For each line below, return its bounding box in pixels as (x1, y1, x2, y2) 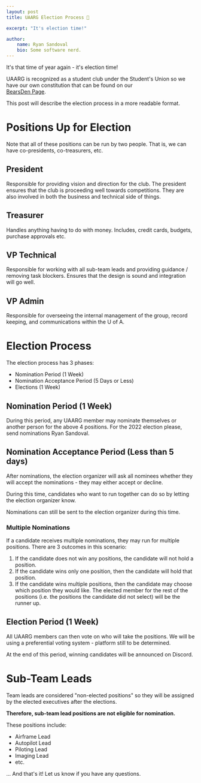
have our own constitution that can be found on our (6, 82, 133, 89)
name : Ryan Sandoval (17, 41, 68, 48)
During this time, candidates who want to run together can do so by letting (6, 490, 190, 497)
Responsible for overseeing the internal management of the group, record (6, 312, 188, 319)
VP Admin (6, 296, 44, 306)
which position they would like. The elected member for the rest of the (14, 587, 188, 594)
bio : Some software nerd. (17, 47, 82, 53)
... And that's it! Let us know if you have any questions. (6, 770, 141, 777)
